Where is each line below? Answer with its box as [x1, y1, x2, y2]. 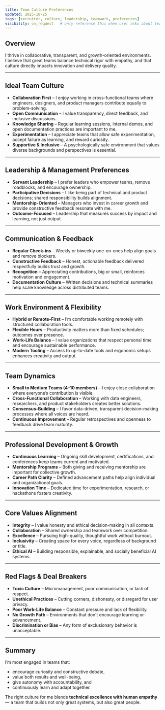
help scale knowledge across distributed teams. [12, 284, 110, 290]
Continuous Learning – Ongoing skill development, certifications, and [12, 453, 154, 459]
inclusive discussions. [12, 115, 57, 121]
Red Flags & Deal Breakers [5, 573, 87, 581]
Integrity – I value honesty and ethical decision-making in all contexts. [12, 522, 155, 528]
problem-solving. [12, 105, 48, 111]
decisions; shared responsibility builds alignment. [12, 195, 112, 201]
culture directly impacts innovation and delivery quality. [5, 63, 117, 69]
